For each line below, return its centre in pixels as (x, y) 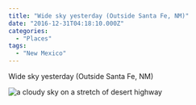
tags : (17, 46)
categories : (28, 31)
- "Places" (34, 38)
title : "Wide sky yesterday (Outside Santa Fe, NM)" (99, 16)
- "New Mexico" (41, 53)
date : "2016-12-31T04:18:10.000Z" (67, 23)
